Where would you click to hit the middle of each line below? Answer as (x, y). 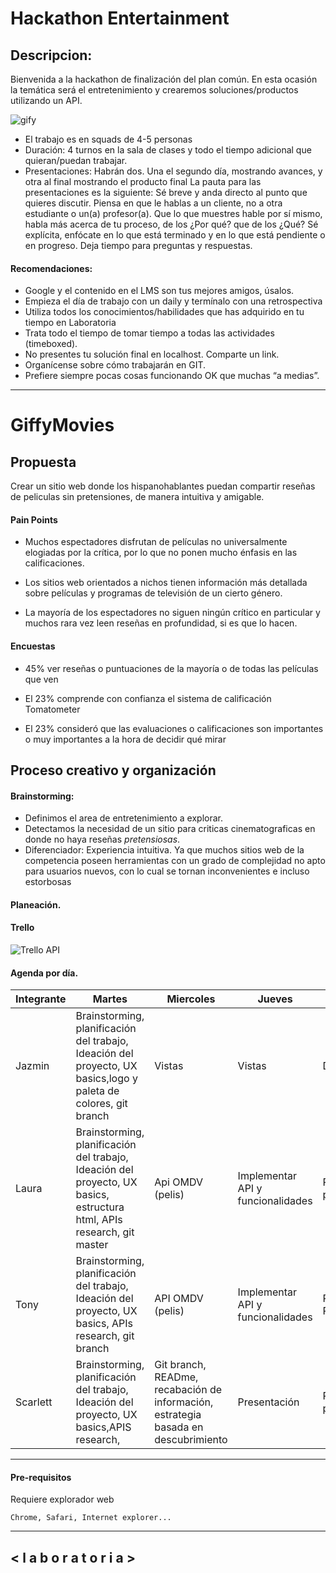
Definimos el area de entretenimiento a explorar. (123, 818)
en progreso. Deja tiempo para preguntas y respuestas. (138, 245)
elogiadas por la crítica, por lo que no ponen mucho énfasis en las (161, 553)
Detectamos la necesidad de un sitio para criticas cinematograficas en (170, 829)
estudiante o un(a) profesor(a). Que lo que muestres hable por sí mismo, (173, 213)
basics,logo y (106, 1079)
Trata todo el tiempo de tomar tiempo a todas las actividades (149, 333)
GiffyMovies (62, 425)
